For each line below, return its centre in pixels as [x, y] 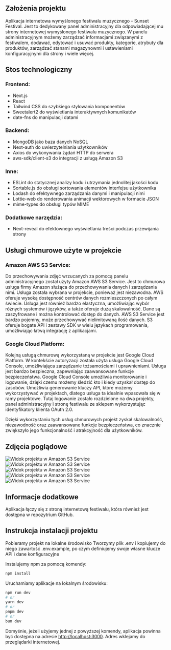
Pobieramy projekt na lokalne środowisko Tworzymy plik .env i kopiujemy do [86, 543]
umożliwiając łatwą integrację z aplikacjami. [51, 331]
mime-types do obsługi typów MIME [51, 204]
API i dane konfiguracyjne [32, 554]
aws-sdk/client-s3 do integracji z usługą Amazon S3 [68, 158]
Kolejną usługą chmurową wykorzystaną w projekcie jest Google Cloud [80, 355]
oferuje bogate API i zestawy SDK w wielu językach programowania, [77, 325]
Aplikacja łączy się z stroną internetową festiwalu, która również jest [77, 509]
